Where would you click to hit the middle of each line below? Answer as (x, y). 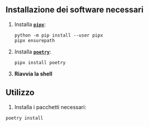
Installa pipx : (30, 24)
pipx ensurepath (34, 40)
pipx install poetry (40, 62)
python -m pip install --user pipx (59, 35)
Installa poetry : (33, 52)
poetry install (25, 118)
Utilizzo (20, 93)
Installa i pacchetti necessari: (50, 107)
